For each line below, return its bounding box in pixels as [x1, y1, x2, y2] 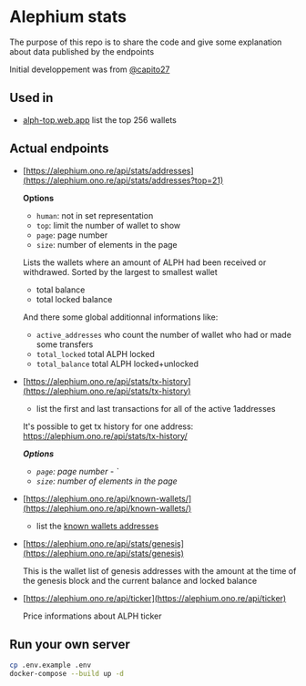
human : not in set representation [36, 210, 154, 220]
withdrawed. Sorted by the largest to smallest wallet [22, 266, 219, 277]
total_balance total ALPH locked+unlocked [36, 358, 199, 369]
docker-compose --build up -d [9, 670, 125, 679]
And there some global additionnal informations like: [22, 312, 219, 323]
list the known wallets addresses [36, 520, 159, 531]
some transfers [36, 339, 94, 350]
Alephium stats [9, 6, 127, 27]
